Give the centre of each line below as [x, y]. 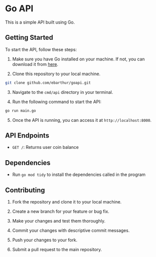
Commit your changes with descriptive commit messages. [71, 230]
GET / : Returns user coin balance [45, 147]
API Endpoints [27, 135]
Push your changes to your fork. [45, 240]
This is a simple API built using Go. [40, 22]
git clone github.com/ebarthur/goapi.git [48, 83]
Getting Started [29, 38]
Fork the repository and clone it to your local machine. [67, 201]
